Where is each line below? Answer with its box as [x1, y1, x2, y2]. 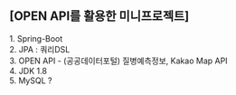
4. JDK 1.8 [9, 65, 48, 76]
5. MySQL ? [9, 75, 52, 86]
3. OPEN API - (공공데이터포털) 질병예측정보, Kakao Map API [9, 55, 228, 66]
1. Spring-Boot [9, 33, 63, 43]
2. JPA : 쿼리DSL [9, 43, 71, 54]
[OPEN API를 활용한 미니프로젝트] [9, 8, 190, 24]
